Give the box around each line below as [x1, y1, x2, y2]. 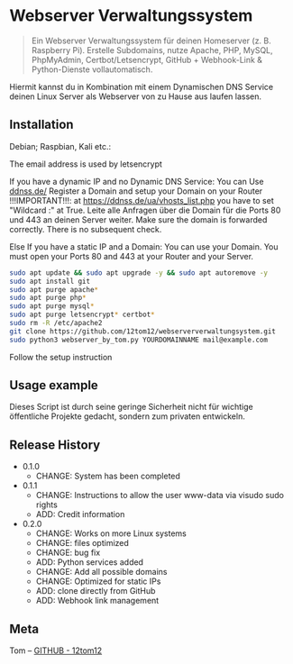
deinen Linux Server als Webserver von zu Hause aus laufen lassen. [9, 91, 262, 102]
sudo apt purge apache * [9, 285, 99, 294]
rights [35, 499, 59, 510]
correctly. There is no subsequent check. [9, 223, 162, 234]
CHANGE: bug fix [35, 547, 101, 559]
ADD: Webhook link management [35, 596, 160, 606]
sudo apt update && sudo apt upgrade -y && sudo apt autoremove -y [9, 268, 269, 277]
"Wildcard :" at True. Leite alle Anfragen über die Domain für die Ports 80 [9, 205, 281, 215]
